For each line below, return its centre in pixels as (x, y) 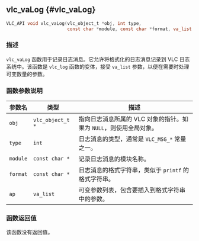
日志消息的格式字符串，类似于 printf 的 (134, 170)
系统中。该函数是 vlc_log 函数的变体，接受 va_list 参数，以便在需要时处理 (98, 66)
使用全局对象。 (137, 128)
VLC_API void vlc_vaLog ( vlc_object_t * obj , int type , (74, 23)
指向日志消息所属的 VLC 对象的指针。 (130, 119)
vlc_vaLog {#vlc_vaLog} (51, 10)
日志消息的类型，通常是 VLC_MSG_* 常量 (132, 139)
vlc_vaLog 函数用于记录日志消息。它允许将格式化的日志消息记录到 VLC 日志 (98, 59)
